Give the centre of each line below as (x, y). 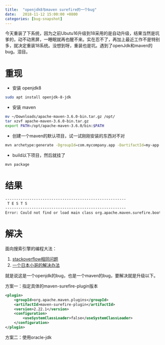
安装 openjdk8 (27, 88)
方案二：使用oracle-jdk (28, 337)
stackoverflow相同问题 (35, 259)
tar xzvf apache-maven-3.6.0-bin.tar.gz (47, 121)
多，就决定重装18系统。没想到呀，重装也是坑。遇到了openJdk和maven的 (79, 46)
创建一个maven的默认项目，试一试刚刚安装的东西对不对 (69, 136)
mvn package (17, 164)
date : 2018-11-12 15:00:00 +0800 (41, 14)
